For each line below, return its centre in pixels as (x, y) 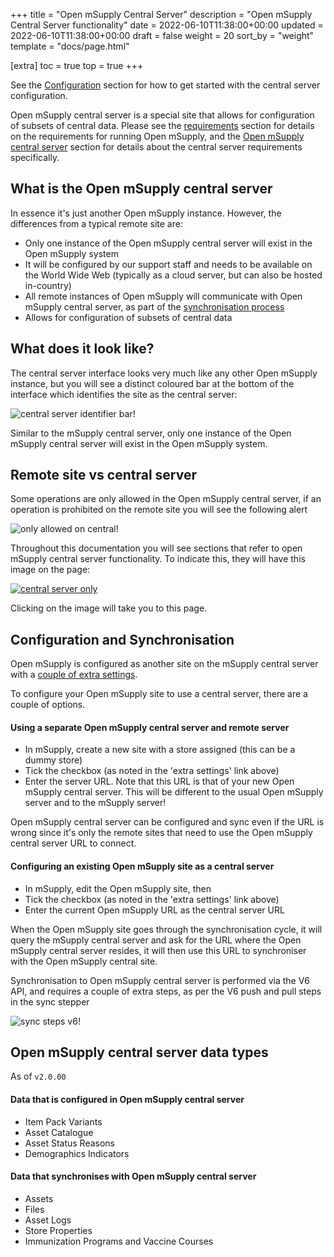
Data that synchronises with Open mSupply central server (133, 1176)
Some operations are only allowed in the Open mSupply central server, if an (166, 499)
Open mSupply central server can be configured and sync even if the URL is (167, 822)
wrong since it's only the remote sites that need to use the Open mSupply (161, 833)
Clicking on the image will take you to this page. (109, 608)
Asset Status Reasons (70, 1143)
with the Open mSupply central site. (84, 961)
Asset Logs (48, 1220)
